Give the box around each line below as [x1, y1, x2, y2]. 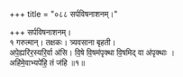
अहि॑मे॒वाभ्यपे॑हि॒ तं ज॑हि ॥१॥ [9, 57, 86, 68]
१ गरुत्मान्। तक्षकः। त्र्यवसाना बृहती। [9, 37, 116, 47]
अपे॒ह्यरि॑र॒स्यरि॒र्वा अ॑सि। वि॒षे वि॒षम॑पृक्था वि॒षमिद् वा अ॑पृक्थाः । [9, 47, 176, 58]
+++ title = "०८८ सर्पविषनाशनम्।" [9, 9, 118, 19]
